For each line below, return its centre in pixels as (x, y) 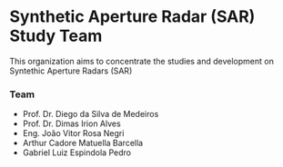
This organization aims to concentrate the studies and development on (142, 61)
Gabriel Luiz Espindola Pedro (77, 152)
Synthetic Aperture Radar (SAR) (132, 17)
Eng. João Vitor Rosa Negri (73, 133)
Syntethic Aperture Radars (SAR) (71, 71)
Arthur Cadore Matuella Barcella (83, 143)
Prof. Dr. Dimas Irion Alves (71, 123)
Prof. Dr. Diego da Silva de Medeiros (91, 114)
